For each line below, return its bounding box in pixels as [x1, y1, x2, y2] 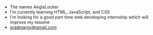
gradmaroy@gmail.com [9, 24, 57, 30]
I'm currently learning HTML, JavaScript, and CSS [9, 9, 110, 15]
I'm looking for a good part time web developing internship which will [9, 14, 149, 20]
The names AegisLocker [9, 4, 59, 10]
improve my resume [9, 19, 50, 25]
